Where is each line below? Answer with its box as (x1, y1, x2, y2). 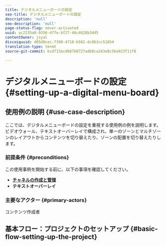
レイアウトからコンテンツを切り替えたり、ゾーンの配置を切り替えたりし (13, 134, 161, 140)
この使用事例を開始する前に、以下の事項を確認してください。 (5, 166, 131, 172)
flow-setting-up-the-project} (5, 233, 98, 241)
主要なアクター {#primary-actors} (5, 196, 87, 203)
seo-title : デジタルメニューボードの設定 (5, 12, 81, 17)
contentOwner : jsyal (5, 35, 48, 40)
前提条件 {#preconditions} (5, 154, 69, 161)
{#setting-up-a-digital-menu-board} (5, 87, 160, 98)
